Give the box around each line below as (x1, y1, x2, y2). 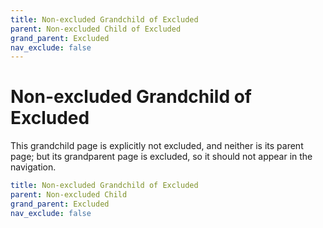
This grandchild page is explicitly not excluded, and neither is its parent (10, 140, 304, 152)
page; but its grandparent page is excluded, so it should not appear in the (10, 151, 313, 163)
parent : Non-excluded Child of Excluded (10, 24, 182, 34)
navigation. (10, 161, 57, 173)
